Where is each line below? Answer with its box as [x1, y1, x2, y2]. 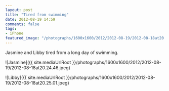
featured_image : [5, 36, 39, 41]
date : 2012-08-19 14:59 [5, 17, 56, 22]
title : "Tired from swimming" [5, 12, 69, 17]
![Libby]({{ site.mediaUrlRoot [5, 74, 65, 80]
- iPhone [5, 31, 24, 36]
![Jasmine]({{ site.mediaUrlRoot [5, 59, 71, 65]
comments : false [5, 21, 39, 27]
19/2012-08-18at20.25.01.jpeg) [5, 79, 69, 86]
